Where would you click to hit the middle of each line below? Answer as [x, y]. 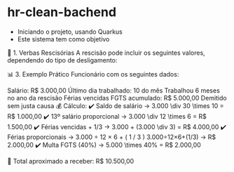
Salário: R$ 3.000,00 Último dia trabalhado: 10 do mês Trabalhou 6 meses [114, 90]
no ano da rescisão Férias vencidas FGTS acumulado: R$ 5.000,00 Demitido [117, 98]
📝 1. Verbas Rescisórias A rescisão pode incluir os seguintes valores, [106, 53]
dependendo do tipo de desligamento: [62, 60]
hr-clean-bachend [62, 12]
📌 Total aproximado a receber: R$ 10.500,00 [71, 161]
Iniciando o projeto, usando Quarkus [70, 32]
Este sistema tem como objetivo [63, 39]
